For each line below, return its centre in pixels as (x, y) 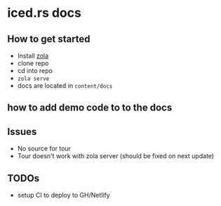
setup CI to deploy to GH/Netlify (63, 195)
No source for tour (44, 148)
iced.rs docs (45, 13)
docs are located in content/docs (65, 85)
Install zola (33, 56)
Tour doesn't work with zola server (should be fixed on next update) (116, 156)
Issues (22, 131)
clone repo (33, 63)
